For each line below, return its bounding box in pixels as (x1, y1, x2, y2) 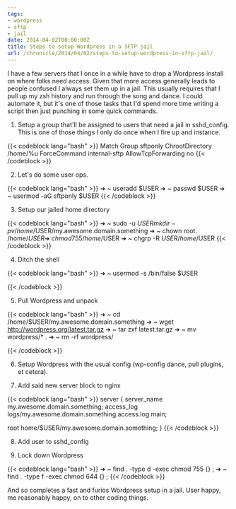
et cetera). (17, 367, 48, 375)
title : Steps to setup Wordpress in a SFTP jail (7, 43, 153, 50)
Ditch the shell (17, 255, 60, 264)
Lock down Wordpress (17, 450, 83, 460)
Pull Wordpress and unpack (17, 296, 98, 305)
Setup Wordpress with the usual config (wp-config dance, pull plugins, (17, 360, 224, 368)
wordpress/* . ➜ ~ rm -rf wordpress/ (7, 332, 114, 341)
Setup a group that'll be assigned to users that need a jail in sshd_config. (17, 120, 230, 129)
